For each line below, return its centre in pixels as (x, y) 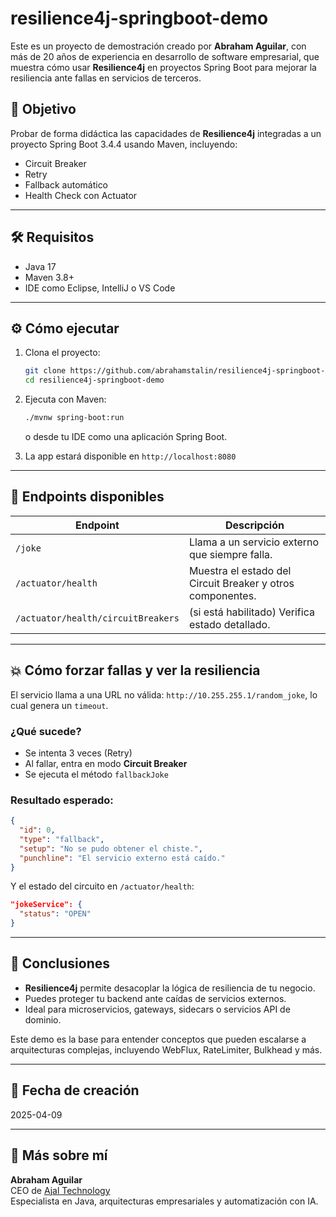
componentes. (222, 595)
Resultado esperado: (62, 800)
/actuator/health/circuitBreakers (97, 618)
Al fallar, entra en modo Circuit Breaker (106, 763)
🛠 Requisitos (52, 237)
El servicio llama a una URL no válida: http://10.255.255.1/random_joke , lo (164, 694)
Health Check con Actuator (81, 195)
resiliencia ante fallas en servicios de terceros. (106, 78)
